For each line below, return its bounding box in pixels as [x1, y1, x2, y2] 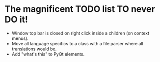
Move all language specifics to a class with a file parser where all [11, 40, 143, 46]
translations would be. [11, 46, 57, 52]
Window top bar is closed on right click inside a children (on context [11, 30, 150, 36]
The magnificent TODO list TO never [4, 3, 155, 15]
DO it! [4, 14, 28, 25]
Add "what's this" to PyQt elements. [11, 51, 84, 57]
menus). [11, 35, 29, 41]
